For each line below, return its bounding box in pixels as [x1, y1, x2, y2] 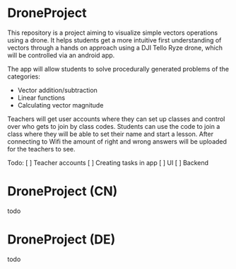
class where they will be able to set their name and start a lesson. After [7, 130, 214, 138]
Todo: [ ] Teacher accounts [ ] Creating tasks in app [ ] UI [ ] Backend [7, 158, 209, 167]
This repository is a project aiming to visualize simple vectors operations [7, 28, 218, 37]
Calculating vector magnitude [17, 101, 104, 109]
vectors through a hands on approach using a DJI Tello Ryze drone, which [7, 43, 223, 52]
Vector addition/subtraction [17, 86, 98, 94]
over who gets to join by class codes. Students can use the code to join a [7, 122, 220, 130]
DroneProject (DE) [7, 231, 116, 248]
